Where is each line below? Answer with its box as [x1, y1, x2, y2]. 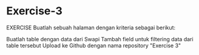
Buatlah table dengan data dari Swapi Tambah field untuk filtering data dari [6, 35, 194, 42]
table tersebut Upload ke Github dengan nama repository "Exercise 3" [6, 42, 181, 49]
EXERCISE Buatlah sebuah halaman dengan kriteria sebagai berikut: [6, 24, 176, 31]
